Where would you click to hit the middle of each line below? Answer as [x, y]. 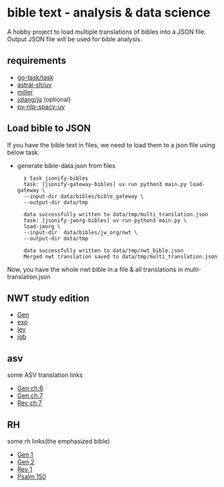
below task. [23, 152]
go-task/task [35, 77]
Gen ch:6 [30, 388]
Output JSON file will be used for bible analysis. [75, 39]
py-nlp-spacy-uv [41, 106]
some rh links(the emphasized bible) [59, 441]
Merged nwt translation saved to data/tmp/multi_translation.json [121, 256]
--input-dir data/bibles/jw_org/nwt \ [80, 232]
